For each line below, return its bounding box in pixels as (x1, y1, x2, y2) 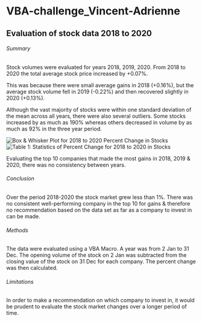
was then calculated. (6, 264, 58, 272)
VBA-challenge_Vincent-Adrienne (6, 4, 181, 18)
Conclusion (6, 175, 35, 182)
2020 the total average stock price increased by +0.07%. (6, 70, 148, 77)
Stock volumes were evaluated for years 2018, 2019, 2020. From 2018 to (6, 63, 186, 70)
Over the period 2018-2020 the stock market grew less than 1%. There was (6, 194, 193, 201)
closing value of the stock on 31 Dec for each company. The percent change (6, 258, 196, 265)
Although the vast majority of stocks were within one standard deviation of (6, 106, 192, 113)
